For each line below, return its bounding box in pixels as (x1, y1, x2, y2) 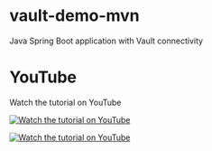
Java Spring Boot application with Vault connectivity (9, 35, 204, 46)
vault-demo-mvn (9, 5, 140, 26)
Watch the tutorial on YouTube (9, 97, 122, 108)
